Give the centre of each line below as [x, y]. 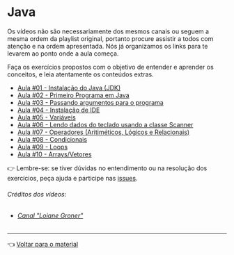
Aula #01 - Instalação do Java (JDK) [69, 88]
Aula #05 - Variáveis [47, 117]
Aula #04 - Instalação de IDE [58, 110]
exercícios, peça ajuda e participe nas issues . [72, 178]
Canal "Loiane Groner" [50, 215]
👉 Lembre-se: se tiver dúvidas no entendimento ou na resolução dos [107, 168]
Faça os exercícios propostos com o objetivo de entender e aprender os [110, 67]
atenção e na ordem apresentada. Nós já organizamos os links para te [108, 46]
